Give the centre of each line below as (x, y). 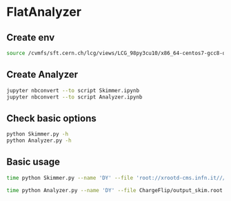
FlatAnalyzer (44, 12)
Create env (31, 38)
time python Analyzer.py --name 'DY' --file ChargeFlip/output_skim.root (115, 190)
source (16, 53)
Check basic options (52, 118)
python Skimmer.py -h (38, 134)
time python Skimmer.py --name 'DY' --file (70, 178)
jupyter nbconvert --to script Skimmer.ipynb (73, 90)
